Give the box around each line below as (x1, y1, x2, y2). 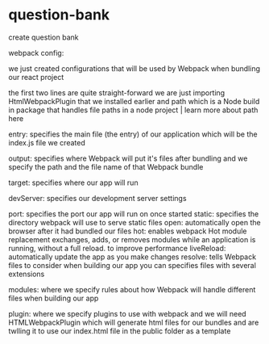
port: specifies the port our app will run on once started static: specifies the (8, 208, 259, 219)
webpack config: (8, 48, 64, 57)
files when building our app (8, 293, 99, 303)
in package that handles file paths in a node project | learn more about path (8, 105, 259, 115)
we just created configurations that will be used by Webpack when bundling (8, 63, 260, 73)
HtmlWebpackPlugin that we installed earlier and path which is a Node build (8, 96, 260, 106)
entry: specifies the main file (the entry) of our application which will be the (8, 129, 258, 139)
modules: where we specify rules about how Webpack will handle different (8, 284, 256, 294)
